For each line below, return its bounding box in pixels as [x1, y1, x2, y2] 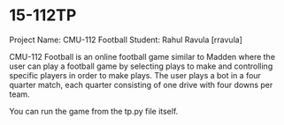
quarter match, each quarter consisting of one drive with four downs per [9, 79, 273, 90]
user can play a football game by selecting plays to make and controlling [9, 61, 273, 71]
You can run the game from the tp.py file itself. [9, 106, 179, 116]
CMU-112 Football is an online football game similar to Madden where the [9, 51, 276, 62]
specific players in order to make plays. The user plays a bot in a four [9, 70, 261, 80]
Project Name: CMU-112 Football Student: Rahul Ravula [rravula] [9, 34, 243, 45]
